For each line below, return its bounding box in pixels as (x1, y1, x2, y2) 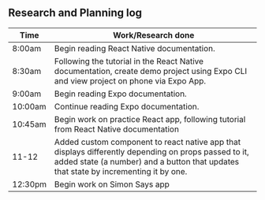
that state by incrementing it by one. (54, 165, 188, 176)
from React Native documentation (54, 124, 180, 135)
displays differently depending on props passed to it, (54, 146, 250, 157)
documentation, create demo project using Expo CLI (54, 65, 247, 76)
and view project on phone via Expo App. (54, 75, 207, 86)
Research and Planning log (8, 6, 143, 20)
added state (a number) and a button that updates (54, 156, 240, 167)
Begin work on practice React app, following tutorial (54, 113, 246, 124)
